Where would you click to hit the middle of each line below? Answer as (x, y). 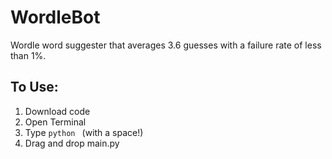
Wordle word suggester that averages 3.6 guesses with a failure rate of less (166, 45)
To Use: (34, 87)
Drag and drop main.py (72, 143)
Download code (57, 111)
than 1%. (28, 55)
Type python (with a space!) (84, 132)
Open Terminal (55, 122)
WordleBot (55, 17)
